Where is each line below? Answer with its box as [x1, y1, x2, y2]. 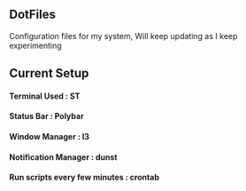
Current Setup [9, 66, 89, 81]
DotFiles [9, 7, 56, 22]
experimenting [9, 40, 62, 51]
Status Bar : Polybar [9, 111, 84, 122]
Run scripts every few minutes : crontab [9, 172, 159, 183]
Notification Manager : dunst [9, 151, 118, 163]
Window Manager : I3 [9, 131, 90, 141]
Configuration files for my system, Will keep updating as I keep [9, 30, 238, 41]
